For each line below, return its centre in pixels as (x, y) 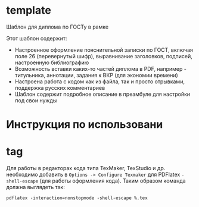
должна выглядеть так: (36, 187)
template (29, 10)
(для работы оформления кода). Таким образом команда (113, 181)
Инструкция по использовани (85, 125)
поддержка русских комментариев (60, 87)
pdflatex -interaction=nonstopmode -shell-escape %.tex (77, 198)
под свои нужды (36, 100)
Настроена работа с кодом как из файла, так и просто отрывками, (99, 81)
